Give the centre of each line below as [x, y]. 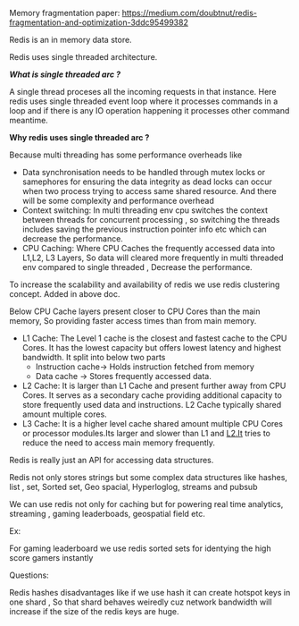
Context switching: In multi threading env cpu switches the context [145, 210]
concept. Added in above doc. [65, 294]
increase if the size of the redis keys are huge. [94, 611]
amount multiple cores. [64, 414]
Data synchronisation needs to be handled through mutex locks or [144, 172]
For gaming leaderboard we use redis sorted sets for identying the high [140, 548]
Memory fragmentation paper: [65, 13]
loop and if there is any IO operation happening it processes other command [149, 110]
